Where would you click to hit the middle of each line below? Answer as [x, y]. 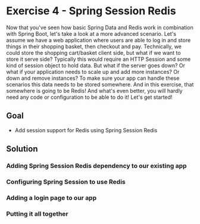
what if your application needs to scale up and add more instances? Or [93, 71]
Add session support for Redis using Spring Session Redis [86, 130]
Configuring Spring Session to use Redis [66, 182]
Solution [22, 149]
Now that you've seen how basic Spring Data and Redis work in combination [100, 27]
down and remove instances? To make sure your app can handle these [93, 78]
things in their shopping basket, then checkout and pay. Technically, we [94, 46]
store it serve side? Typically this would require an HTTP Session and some [99, 59]
